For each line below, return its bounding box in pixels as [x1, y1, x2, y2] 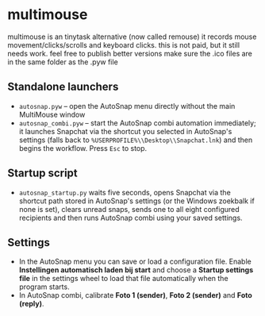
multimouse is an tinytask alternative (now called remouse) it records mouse [7, 32, 257, 41]
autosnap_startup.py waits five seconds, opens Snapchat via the [18, 187, 231, 197]
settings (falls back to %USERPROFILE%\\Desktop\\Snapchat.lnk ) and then [18, 135, 253, 145]
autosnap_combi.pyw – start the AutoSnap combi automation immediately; [18, 118, 257, 128]
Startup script [7, 167, 79, 180]
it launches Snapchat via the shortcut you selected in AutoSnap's [18, 126, 232, 136]
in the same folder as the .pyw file [7, 57, 118, 67]
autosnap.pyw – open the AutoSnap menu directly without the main [18, 101, 236, 110]
